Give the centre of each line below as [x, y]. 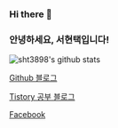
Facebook [28, 115]
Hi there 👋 [31, 14]
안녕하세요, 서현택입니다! [59, 39]
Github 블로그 [33, 78]
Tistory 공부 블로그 [42, 97]
